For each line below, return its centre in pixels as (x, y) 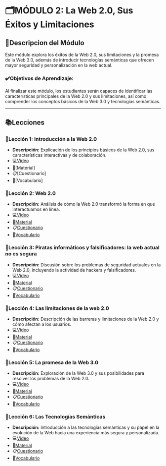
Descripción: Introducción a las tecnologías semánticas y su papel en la (86, 427)
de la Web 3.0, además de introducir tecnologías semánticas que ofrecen (80, 60)
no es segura (21, 254)
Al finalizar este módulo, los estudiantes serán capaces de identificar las (79, 91)
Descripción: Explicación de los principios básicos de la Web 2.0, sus (83, 150)
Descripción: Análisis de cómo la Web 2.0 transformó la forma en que (83, 204)
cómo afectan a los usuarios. (42, 324)
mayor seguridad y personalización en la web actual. (59, 65)
